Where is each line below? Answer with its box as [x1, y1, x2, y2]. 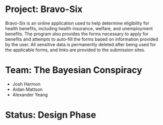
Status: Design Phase [5, 109, 96, 121]
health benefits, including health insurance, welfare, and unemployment [5, 25, 153, 31]
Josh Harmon [12, 81, 41, 87]
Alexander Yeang [12, 91, 48, 97]
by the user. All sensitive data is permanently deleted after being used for [5, 41, 156, 47]
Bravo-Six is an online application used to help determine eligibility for [5, 20, 149, 26]
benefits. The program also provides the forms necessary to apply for [5, 31, 149, 37]
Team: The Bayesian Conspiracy [5, 64, 142, 76]
